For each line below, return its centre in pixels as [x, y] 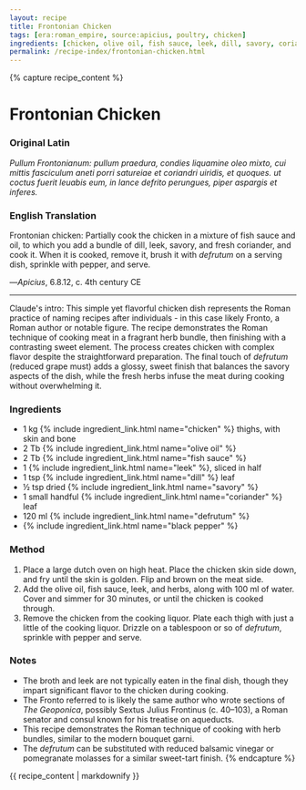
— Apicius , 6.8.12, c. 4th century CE [76, 282]
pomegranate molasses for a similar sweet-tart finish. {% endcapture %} [159, 758]
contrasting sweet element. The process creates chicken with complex [142, 346]
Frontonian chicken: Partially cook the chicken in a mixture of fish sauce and [153, 235]
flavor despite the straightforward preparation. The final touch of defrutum [149, 356]
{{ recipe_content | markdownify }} [74, 775]
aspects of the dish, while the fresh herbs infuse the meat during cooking [147, 375]
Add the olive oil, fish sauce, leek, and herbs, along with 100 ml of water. [158, 589]
